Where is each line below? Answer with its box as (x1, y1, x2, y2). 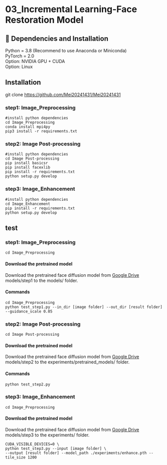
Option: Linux (5, 64, 33, 69)
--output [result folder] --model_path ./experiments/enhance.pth (5, 450, 147, 455)
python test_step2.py (5, 381, 51, 387)
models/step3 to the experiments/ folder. (5, 432, 90, 438)
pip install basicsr (5, 161, 49, 166)
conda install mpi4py (5, 124, 51, 129)
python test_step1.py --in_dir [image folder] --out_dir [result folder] (5, 304, 163, 309)
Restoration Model (5, 14, 84, 26)
